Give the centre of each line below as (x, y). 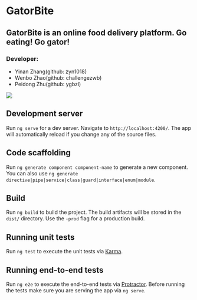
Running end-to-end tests (55, 270)
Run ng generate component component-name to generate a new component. (97, 167)
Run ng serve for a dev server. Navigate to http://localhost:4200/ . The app (99, 128)
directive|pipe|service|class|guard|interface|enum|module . (81, 180)
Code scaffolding (38, 153)
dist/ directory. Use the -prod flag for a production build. (75, 219)
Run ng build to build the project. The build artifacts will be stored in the (94, 212)
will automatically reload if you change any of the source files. (81, 134)
